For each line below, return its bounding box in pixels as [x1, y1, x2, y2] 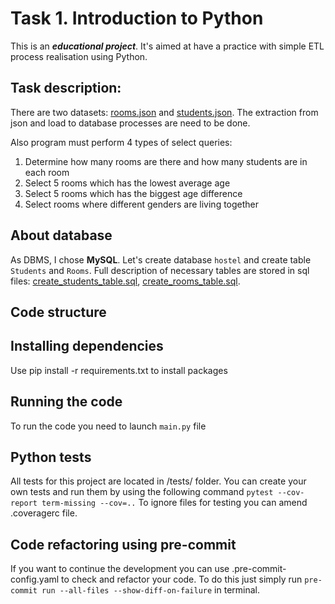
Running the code [10, 393, 123, 411]
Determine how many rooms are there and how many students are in [24, 155, 308, 167]
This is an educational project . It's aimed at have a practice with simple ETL [10, 40, 325, 52]
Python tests [10, 448, 92, 466]
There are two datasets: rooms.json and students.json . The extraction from [10, 106, 319, 118]
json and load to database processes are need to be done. [10, 117, 251, 129]
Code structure [10, 303, 107, 321]
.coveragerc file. [10, 507, 78, 519]
